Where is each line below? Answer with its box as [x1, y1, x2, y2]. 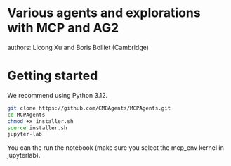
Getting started [7, 68, 98, 84]
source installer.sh [7, 124, 68, 132]
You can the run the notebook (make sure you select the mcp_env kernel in [7, 143, 225, 152]
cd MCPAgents [7, 111, 46, 118]
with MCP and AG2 [7, 20, 119, 36]
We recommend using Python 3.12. [7, 91, 107, 99]
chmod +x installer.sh [7, 117, 74, 124]
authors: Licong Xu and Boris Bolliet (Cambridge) [7, 43, 150, 51]
